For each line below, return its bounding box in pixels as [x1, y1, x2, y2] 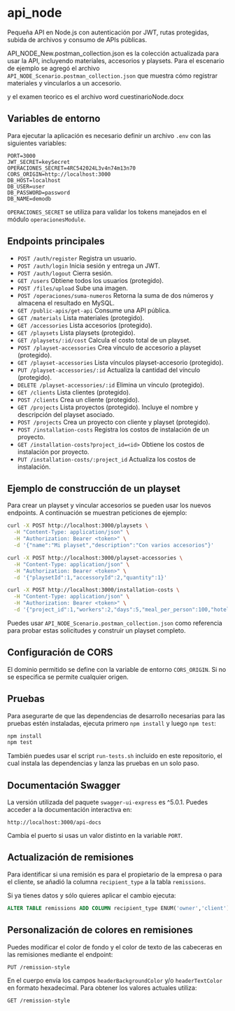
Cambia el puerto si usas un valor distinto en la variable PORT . [7, 832, 183, 840]
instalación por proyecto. [17, 447, 90, 456]
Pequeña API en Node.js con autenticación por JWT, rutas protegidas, [7, 28, 210, 36]
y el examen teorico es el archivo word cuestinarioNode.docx [7, 92, 184, 101]
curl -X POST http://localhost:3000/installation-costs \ [7, 586, 180, 593]
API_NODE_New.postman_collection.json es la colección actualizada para [7, 49, 219, 57]
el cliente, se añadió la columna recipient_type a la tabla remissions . [7, 877, 206, 886]
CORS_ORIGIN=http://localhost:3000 [7, 170, 111, 178]
